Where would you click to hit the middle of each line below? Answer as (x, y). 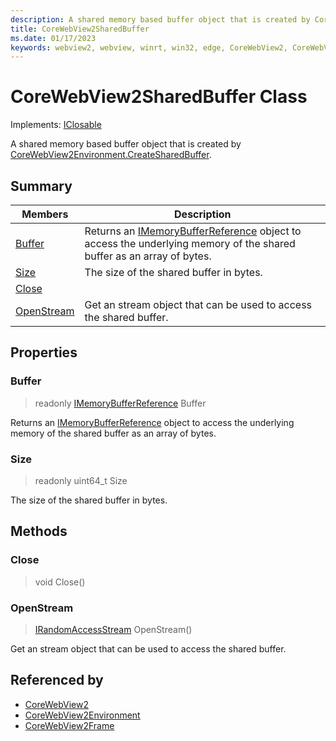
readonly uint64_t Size (81, 480)
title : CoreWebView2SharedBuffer (80, 29)
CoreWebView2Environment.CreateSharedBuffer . (111, 155)
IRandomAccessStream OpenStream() (113, 629)
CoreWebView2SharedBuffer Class (159, 97)
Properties (44, 352)
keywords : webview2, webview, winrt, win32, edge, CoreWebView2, (149, 47)
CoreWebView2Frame (69, 725)
